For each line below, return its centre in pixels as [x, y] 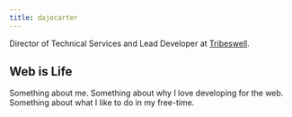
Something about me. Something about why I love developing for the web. [146, 93]
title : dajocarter [44, 18]
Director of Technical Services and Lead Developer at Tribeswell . [129, 43]
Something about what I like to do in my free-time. [102, 103]
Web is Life [41, 72]
